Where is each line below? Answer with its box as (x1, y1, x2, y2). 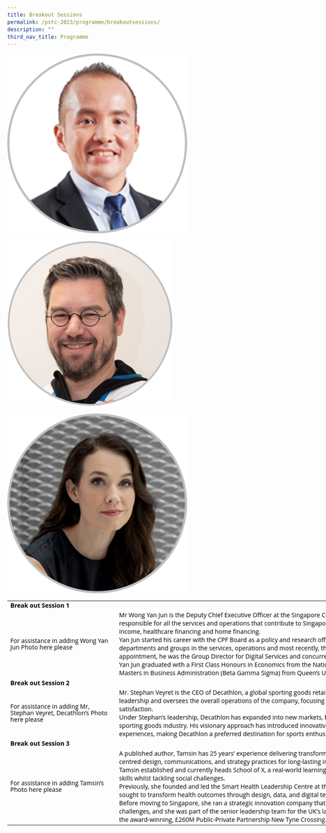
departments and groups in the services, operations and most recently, (118, 644, 320, 653)
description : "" (7, 26, 54, 33)
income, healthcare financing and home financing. (118, 627, 261, 637)
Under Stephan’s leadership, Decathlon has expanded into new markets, (118, 713, 324, 722)
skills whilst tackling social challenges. (118, 773, 226, 783)
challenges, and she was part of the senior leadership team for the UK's (118, 807, 321, 816)
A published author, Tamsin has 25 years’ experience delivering (118, 749, 297, 758)
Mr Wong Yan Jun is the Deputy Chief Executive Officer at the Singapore (118, 610, 320, 620)
